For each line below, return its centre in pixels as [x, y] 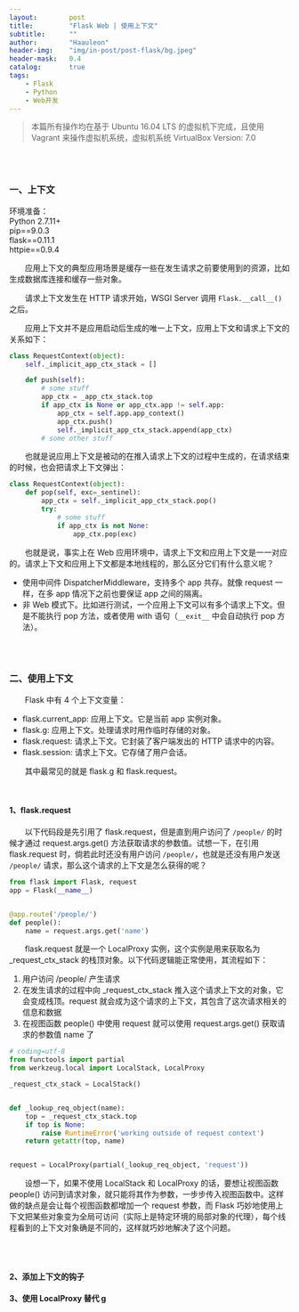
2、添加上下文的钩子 [47, 1276]
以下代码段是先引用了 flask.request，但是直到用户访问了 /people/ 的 [150, 832]
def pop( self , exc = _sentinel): [83, 493]
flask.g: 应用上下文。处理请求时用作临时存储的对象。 [118, 729]
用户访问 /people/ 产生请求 [71, 979]
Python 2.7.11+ [35, 221]
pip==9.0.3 [29, 230]
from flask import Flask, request [73, 883]
